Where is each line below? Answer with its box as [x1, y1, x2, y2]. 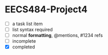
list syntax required [12, 27, 53, 32]
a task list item [12, 21, 43, 27]
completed [12, 44, 35, 50]
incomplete [12, 38, 36, 44]
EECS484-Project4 [5, 4, 88, 15]
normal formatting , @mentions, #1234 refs [12, 32, 103, 39]
